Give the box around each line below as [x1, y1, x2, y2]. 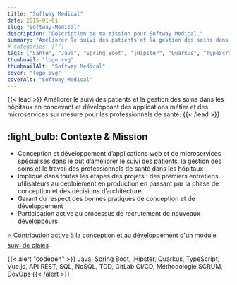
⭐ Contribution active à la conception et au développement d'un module [7, 231, 217, 240]
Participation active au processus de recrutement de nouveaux [17, 210, 201, 218]
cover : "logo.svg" [7, 69, 61, 76]
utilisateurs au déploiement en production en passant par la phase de [17, 179, 219, 188]
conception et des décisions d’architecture [17, 187, 142, 195]
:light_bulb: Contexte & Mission [7, 131, 148, 142]
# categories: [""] [7, 43, 65, 50]
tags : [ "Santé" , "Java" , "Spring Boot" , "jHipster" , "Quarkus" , [7, 50, 200, 57]
